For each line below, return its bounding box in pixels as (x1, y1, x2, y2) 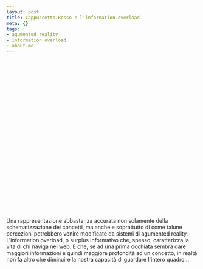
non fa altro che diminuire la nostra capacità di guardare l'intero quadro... (6, 256, 190, 263)
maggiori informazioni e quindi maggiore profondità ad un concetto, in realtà (6, 249, 198, 256)
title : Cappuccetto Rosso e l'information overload (6, 15, 140, 21)
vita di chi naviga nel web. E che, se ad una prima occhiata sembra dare (6, 243, 187, 250)
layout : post (6, 9, 40, 15)
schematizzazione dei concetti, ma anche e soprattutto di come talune (6, 223, 182, 231)
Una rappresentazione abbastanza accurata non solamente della (6, 217, 168, 224)
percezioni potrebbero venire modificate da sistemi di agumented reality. (6, 229, 188, 237)
